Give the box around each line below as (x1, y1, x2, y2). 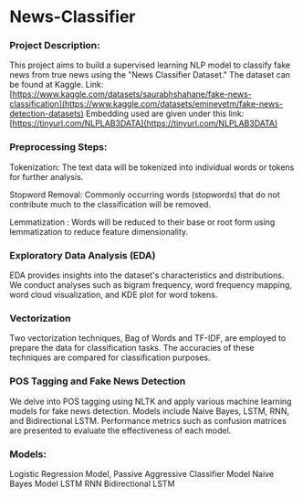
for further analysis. (9, 171, 84, 182)
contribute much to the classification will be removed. (9, 198, 212, 209)
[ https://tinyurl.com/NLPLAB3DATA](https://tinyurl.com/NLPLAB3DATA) (9, 118, 278, 129)
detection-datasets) (9, 108, 84, 120)
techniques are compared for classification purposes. (9, 352, 212, 363)
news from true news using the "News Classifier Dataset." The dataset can (9, 69, 290, 80)
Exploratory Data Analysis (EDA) (9, 249, 156, 261)
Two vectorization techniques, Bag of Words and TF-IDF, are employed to (9, 333, 287, 344)
